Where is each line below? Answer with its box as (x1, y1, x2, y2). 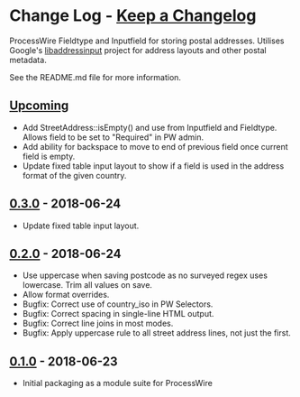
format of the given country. (22, 170, 127, 180)
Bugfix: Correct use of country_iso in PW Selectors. (22, 299, 214, 309)
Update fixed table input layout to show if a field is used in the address (22, 160, 285, 171)
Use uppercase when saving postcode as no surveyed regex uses (22, 270, 268, 281)
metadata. (9, 54, 47, 65)
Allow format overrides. (22, 290, 110, 300)
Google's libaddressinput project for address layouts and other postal (9, 44, 268, 55)
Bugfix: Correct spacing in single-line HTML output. (22, 309, 214, 319)
